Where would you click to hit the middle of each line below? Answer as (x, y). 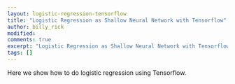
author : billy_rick (36, 27)
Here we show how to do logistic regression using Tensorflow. (97, 72)
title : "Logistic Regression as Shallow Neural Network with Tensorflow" (117, 20)
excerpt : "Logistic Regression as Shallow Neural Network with (101, 46)
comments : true (29, 40)
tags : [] (20, 53)
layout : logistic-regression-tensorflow (67, 14)
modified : (22, 33)
